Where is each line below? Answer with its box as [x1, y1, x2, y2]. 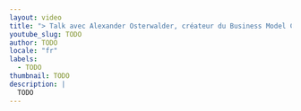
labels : [9, 55, 39, 64]
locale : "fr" [9, 47, 58, 55]
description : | [9, 80, 66, 89]
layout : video [9, 13, 63, 22]
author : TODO [9, 38, 58, 47]
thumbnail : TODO [9, 72, 70, 81]
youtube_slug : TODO [9, 30, 82, 38]
